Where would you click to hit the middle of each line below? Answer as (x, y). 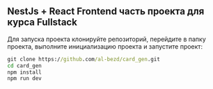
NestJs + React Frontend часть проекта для (106, 11)
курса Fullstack (42, 23)
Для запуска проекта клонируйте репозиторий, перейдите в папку (107, 39)
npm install (24, 72)
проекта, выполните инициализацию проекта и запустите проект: (105, 46)
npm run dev (24, 79)
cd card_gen (24, 65)
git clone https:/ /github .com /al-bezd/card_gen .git (84, 59)
